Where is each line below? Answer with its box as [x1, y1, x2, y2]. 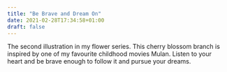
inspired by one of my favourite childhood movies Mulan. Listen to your [7, 50, 212, 58]
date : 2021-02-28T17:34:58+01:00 [7, 17, 105, 24]
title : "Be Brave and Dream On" [7, 10, 101, 17]
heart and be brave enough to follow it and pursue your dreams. [7, 57, 191, 66]
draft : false [7, 23, 45, 30]
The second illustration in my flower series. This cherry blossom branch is [7, 43, 220, 51]
